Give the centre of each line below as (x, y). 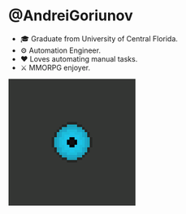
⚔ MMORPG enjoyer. (55, 67)
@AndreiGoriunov (71, 16)
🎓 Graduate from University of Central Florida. (99, 38)
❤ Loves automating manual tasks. (79, 58)
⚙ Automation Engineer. (61, 50)
